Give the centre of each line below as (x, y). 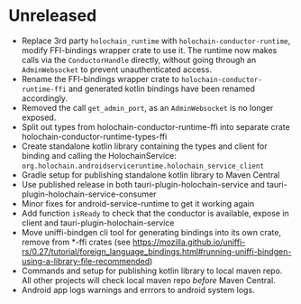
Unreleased (53, 16)
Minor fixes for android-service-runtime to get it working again (137, 203)
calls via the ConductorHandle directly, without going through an (139, 60)
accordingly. (45, 98)
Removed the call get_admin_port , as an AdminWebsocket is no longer (147, 107)
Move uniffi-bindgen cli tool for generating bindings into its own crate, (151, 232)
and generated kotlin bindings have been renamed (162, 88)
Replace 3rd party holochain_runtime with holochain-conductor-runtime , (156, 41)
